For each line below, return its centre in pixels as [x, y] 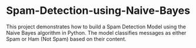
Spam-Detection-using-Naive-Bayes [98, 11]
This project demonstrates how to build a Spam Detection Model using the [96, 27]
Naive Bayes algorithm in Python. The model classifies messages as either [96, 32]
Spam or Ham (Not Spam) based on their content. [66, 39]
